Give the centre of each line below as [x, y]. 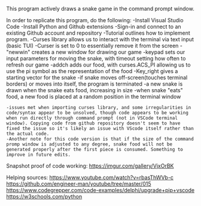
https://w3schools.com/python [44, 196]
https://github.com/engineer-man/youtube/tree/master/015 [79, 184]
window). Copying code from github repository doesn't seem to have [93, 123]
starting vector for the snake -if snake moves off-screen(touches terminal [97, 78]
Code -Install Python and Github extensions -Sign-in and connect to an [94, 27]
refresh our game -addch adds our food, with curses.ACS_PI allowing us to [98, 65]
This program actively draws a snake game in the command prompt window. [100, 9]
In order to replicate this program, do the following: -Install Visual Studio [95, 20]
